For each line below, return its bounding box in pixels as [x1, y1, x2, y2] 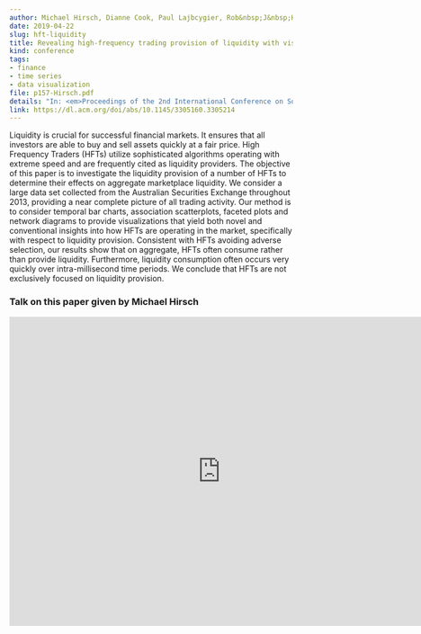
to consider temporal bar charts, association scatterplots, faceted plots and [9, 206, 289, 217]
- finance [9, 64, 47, 73]
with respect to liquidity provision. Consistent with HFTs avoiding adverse [9, 235, 282, 246]
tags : [9, 55, 30, 64]
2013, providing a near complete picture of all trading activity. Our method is [9, 197, 291, 208]
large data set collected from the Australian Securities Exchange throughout [9, 187, 291, 198]
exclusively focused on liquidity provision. [9, 273, 165, 284]
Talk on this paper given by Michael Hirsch [9, 296, 200, 308]
